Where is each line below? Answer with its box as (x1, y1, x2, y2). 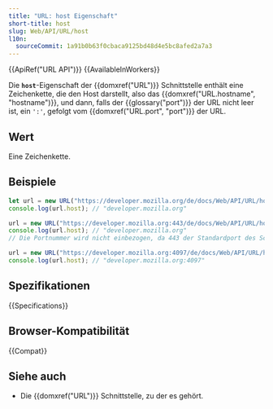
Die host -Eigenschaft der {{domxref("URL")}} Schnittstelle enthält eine (8, 81, 244, 90)
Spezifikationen (8, 279, 91, 293)
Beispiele (8, 175, 57, 189)
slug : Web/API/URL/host (8, 27, 89, 35)
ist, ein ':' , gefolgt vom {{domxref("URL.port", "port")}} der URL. (8, 107, 226, 117)
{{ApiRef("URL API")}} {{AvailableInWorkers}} (8, 64, 160, 74)
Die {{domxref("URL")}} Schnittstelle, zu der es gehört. (19, 391, 204, 401)
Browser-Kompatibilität (8, 324, 130, 338)
